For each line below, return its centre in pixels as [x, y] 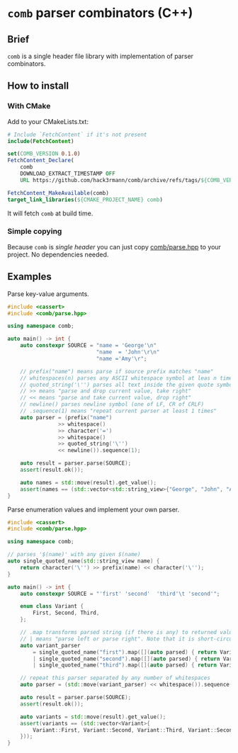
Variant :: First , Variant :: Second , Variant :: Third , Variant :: [125, 730]
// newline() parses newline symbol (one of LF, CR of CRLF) [112, 404]
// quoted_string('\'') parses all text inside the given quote [117, 385]
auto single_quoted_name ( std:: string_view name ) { [84, 561]
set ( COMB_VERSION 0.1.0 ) [44, 154]
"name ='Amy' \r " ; [121, 358]
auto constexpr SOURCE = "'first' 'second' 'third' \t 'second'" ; [120, 594]
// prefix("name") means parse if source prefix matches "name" [117, 371]
